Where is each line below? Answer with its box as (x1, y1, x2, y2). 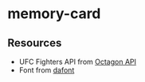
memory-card (7, 5, 101, 23)
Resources (7, 36, 62, 50)
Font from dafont (18, 65, 75, 75)
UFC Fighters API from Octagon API (18, 57, 137, 66)
